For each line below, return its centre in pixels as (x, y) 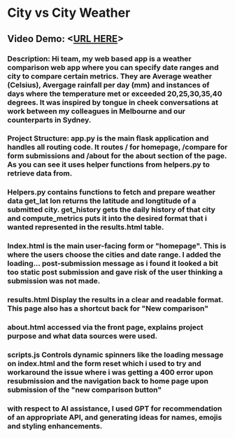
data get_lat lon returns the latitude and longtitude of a (102, 201)
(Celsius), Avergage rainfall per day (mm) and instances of (108, 85)
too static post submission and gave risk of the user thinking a (115, 272)
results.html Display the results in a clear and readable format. (115, 300)
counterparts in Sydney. (49, 120)
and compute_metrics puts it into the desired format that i (107, 218)
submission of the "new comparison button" (85, 390)
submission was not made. (54, 281)
